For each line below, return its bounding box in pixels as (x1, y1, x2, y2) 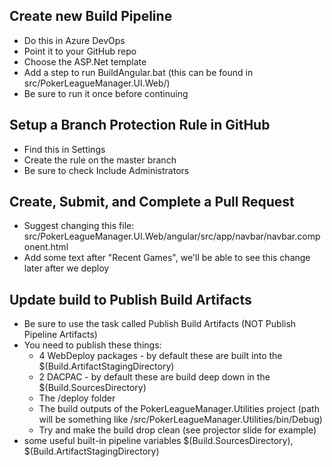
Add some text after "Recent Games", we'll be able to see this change (23, 252, 311, 264)
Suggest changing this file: (23, 220, 135, 232)
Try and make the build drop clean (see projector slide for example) (38, 424, 317, 436)
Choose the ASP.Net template (23, 55, 147, 68)
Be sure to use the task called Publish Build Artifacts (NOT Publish (23, 318, 297, 330)
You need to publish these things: (23, 339, 162, 351)
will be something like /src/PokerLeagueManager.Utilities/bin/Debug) (38, 414, 323, 426)
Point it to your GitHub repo (23, 45, 137, 57)
